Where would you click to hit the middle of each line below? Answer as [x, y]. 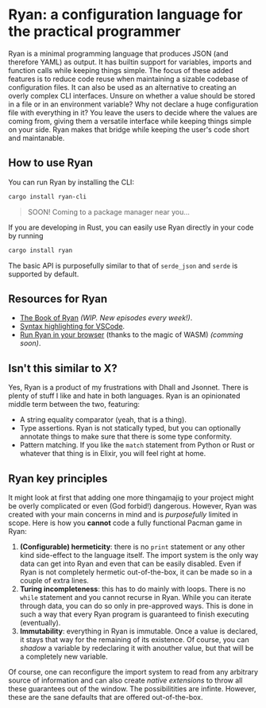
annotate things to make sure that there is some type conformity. [126, 437]
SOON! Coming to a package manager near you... [109, 211]
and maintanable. [37, 137]
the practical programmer [94, 31]
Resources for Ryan [58, 298]
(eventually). [40, 622]
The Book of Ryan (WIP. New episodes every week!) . [106, 318]
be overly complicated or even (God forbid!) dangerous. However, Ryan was [133, 505]
